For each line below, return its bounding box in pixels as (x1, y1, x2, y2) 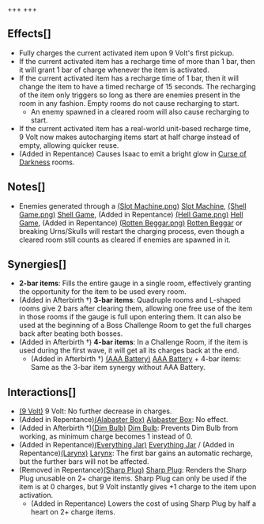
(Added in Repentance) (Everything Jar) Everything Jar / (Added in (18, 440, 235, 450)
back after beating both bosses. (18, 329, 123, 338)
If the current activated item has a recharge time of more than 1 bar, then (18, 56, 255, 66)
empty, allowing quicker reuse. (18, 140, 119, 150)
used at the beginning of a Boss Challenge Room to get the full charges (18, 321, 252, 330)
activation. (18, 491, 53, 500)
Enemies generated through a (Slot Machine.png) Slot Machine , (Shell (18, 201, 247, 210)
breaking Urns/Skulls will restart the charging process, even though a (18, 226, 245, 236)
